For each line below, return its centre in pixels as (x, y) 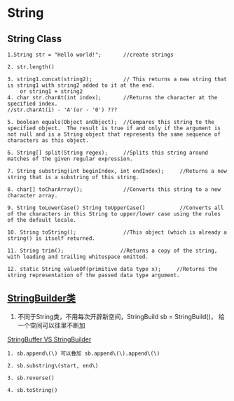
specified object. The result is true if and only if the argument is (114, 128)
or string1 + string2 (51, 92)
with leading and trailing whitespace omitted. (78, 257)
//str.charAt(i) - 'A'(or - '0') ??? (62, 110)
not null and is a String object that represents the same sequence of (114, 134)
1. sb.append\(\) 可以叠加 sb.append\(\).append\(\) (84, 353)
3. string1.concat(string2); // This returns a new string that (117, 79)
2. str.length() (31, 67)
